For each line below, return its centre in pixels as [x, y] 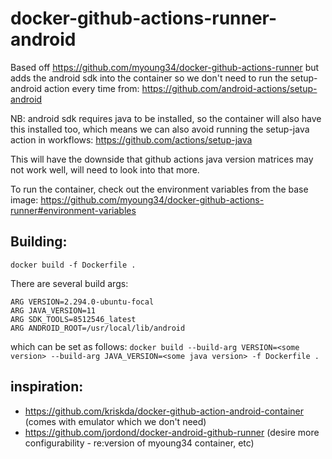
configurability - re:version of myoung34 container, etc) [139, 443]
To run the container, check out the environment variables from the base [159, 189]
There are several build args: [69, 283]
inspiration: [47, 387]
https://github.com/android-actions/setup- [229, 88]
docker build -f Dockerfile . [73, 265]
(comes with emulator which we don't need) [115, 421]
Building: [39, 242]
